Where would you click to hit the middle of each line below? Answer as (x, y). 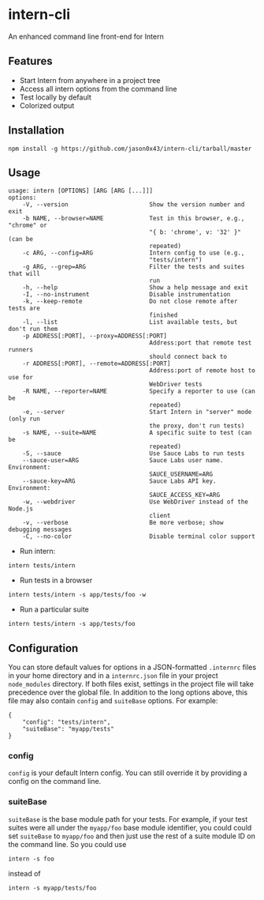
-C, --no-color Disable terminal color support (139, 537)
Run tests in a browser (56, 580)
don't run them (33, 329)
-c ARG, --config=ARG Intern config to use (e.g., (134, 253)
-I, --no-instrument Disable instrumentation (126, 295)
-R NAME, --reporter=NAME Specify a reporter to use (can (139, 392)
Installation (36, 131)
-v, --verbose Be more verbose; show (123, 523)
